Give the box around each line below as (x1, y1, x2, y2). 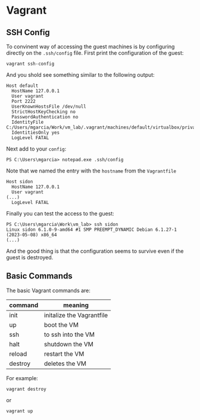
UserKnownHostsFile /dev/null (11, 104, 86, 109)
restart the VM (43, 349, 85, 358)
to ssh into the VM (43, 330, 95, 338)
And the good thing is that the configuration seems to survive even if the (6, 247, 184, 255)
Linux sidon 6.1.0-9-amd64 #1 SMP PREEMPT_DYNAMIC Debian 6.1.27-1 (6, 227, 177, 233)
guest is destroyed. (6, 254, 54, 261)
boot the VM (43, 321, 79, 329)
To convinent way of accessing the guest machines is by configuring (6, 43, 175, 50)
